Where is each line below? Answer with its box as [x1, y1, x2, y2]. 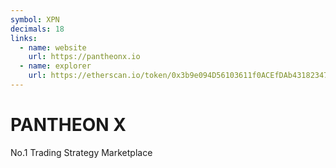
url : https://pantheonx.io [28, 52, 141, 62]
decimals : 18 [10, 24, 65, 34]
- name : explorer [19, 61, 92, 71]
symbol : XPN [10, 14, 60, 25]
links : [10, 33, 38, 43]
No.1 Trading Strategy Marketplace [10, 146, 153, 158]
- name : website [19, 42, 87, 53]
